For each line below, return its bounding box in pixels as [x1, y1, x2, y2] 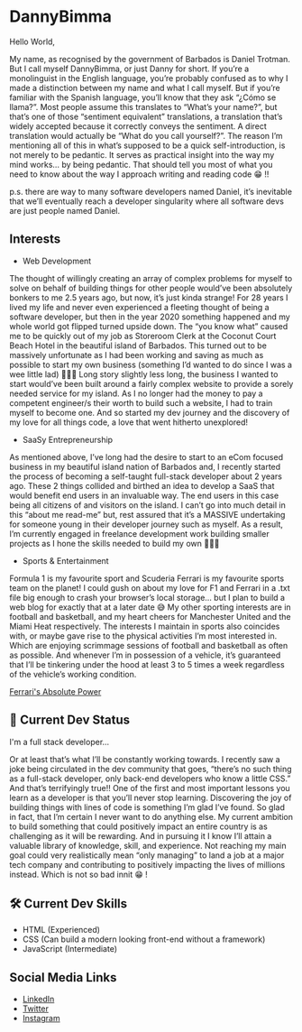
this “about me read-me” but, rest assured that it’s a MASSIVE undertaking [9, 509, 286, 520]
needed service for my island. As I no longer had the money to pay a [9, 388, 263, 399]
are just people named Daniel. [9, 205, 121, 216]
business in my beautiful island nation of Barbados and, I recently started [9, 461, 281, 472]
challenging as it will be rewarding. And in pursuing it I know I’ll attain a [9, 830, 272, 841]
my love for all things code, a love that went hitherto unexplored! [9, 417, 249, 428]
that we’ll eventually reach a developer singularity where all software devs [9, 196, 284, 207]
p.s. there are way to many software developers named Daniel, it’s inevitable [9, 186, 293, 197]
